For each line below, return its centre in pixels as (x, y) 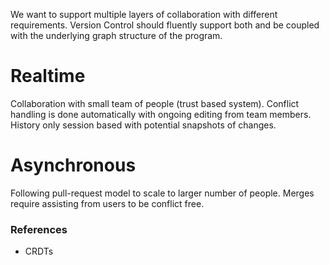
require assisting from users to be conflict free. (107, 203)
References (39, 229)
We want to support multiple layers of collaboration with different (144, 14)
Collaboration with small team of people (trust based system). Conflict (155, 103)
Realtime (48, 76)
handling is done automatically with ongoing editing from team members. (161, 114)
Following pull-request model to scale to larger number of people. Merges (162, 193)
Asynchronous (73, 165)
